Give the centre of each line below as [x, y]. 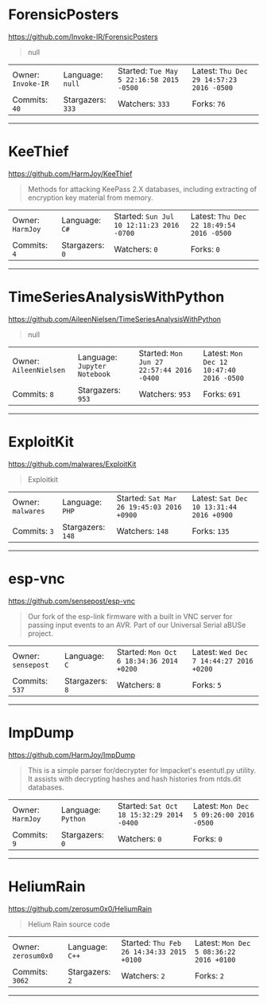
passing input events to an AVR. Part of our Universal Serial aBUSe [137, 625]
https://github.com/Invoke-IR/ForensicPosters [83, 37]
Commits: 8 [33, 394]
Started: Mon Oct [147, 652]
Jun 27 [151, 362]
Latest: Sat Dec [220, 498]
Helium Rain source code [69, 924]
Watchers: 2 [143, 975]
